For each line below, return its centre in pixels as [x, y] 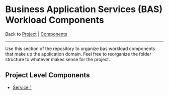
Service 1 [22, 87]
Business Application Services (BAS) [84, 9]
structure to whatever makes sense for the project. [58, 59]
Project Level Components [48, 75]
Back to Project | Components [36, 34]
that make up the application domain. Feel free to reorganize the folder [78, 54]
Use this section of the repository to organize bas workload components [80, 49]
